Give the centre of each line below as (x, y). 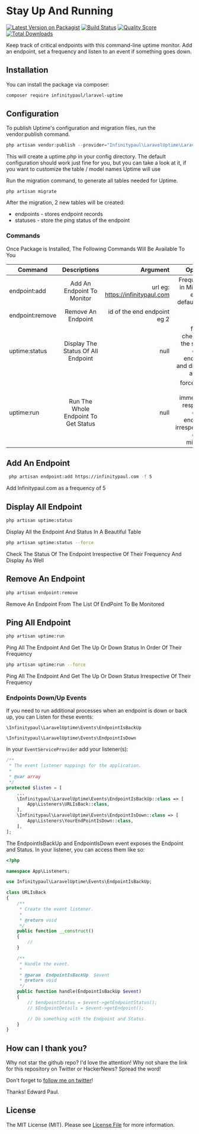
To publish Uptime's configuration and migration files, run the (81, 128)
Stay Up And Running (60, 11)
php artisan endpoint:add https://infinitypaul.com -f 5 (80, 477)
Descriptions (81, 269)
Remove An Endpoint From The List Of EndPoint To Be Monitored (85, 604)
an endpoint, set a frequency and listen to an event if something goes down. (99, 51)
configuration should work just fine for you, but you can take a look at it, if (96, 163)
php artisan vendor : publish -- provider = (57, 145)
